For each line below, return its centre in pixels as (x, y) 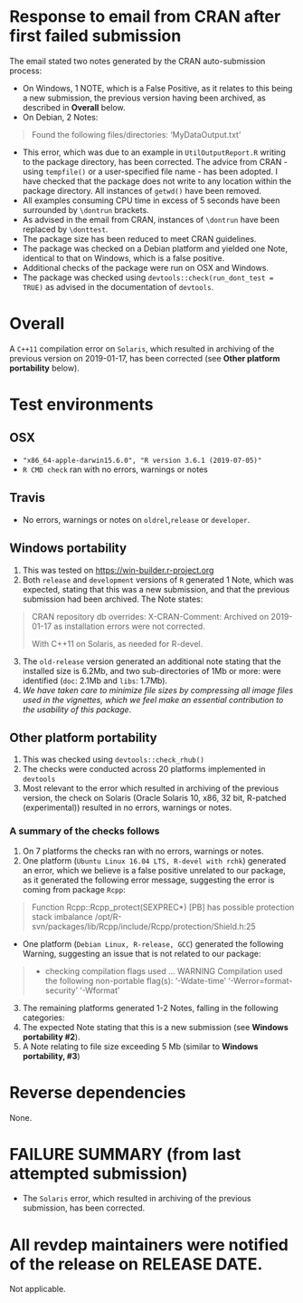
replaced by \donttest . (65, 229)
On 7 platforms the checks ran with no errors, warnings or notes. (143, 851)
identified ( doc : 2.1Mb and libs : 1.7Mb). (95, 680)
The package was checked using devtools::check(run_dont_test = (148, 277)
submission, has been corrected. (84, 1208)
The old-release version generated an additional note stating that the (152, 661)
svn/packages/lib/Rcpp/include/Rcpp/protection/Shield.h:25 (143, 926)
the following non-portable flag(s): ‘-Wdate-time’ (135, 980)
